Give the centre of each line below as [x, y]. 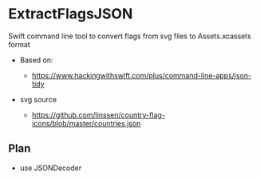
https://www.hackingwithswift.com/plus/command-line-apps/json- [142, 75]
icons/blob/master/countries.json [86, 123]
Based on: [36, 60]
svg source [38, 99]
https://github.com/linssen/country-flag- [98, 115]
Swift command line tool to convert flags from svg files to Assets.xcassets [130, 36]
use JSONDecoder [51, 168]
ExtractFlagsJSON [71, 14]
